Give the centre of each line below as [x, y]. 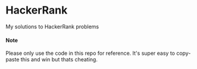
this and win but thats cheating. [59, 60]
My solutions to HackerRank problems [52, 27]
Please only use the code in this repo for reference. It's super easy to [90, 53]
